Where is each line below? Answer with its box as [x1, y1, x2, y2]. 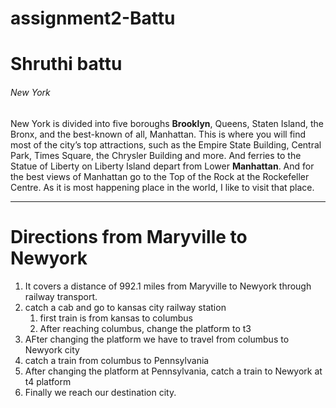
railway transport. [24, 290, 98, 302]
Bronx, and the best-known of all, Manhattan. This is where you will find [10, 128, 307, 140]
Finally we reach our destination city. [24, 386, 177, 398]
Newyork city [24, 343, 80, 356]
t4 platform [24, 375, 72, 387]
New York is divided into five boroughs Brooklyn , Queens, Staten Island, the [10, 117, 324, 129]
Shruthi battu [10, 53, 123, 76]
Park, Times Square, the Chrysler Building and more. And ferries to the [10, 149, 302, 161]
